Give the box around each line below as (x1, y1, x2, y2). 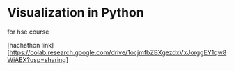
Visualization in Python (7, 5, 144, 21)
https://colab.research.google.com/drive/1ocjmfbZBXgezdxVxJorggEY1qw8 (9, 48, 227, 57)
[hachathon (7, 41, 40, 49)
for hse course (7, 28, 49, 36)
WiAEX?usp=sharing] (7, 55, 68, 63)
